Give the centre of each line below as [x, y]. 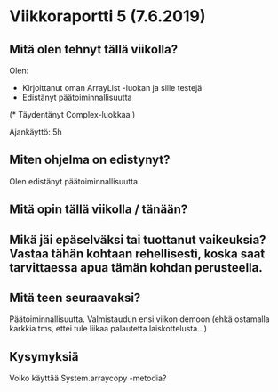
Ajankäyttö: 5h [36, 132]
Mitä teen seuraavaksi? [75, 297]
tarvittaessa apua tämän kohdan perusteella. [136, 268]
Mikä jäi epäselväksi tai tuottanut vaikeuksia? [138, 239]
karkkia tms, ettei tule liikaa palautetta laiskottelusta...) [108, 329]
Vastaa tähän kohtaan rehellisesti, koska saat [137, 253]
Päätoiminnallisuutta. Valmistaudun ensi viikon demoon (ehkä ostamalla [139, 319]
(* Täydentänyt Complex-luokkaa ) [72, 114]
